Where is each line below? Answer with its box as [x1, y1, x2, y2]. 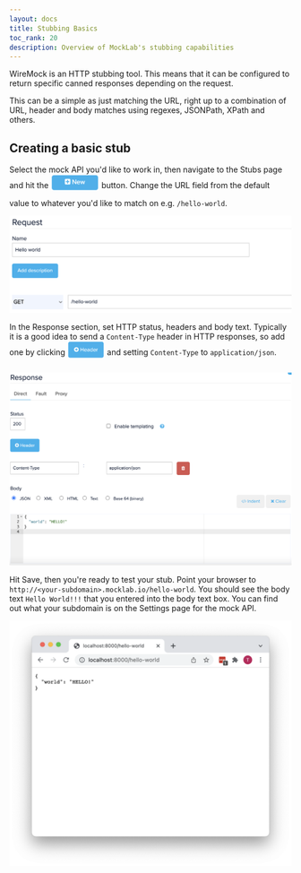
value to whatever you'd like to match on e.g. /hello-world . [9, 197, 228, 208]
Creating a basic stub [9, 140, 132, 156]
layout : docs [9, 14, 58, 23]
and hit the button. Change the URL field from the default [9, 180, 271, 191]
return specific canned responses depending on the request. [9, 78, 234, 89]
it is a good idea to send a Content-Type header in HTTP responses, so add [9, 331, 285, 341]
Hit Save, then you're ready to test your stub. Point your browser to [9, 575, 257, 585]
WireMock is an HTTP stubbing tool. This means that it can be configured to [9, 68, 290, 80]
